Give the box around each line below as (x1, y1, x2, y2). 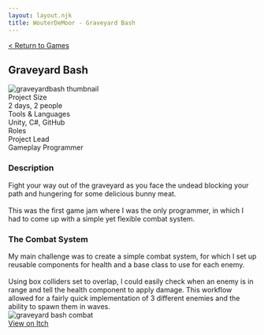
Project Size (8, 92, 47, 102)
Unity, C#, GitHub (8, 117, 65, 127)
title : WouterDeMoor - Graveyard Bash (8, 19, 136, 27)
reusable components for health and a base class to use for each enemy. (8, 259, 245, 269)
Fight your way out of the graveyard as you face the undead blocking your (8, 181, 250, 190)
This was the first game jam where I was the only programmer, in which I (8, 206, 244, 215)
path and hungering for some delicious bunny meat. (8, 188, 177, 198)
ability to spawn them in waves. (8, 301, 110, 311)
